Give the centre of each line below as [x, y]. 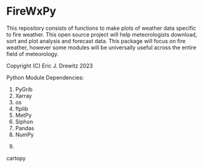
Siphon [24, 121]
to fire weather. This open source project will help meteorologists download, [102, 34]
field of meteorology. [33, 54]
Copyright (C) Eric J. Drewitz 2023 [50, 66]
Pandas [25, 128]
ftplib [22, 108]
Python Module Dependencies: [45, 77]
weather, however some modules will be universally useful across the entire [101, 47]
